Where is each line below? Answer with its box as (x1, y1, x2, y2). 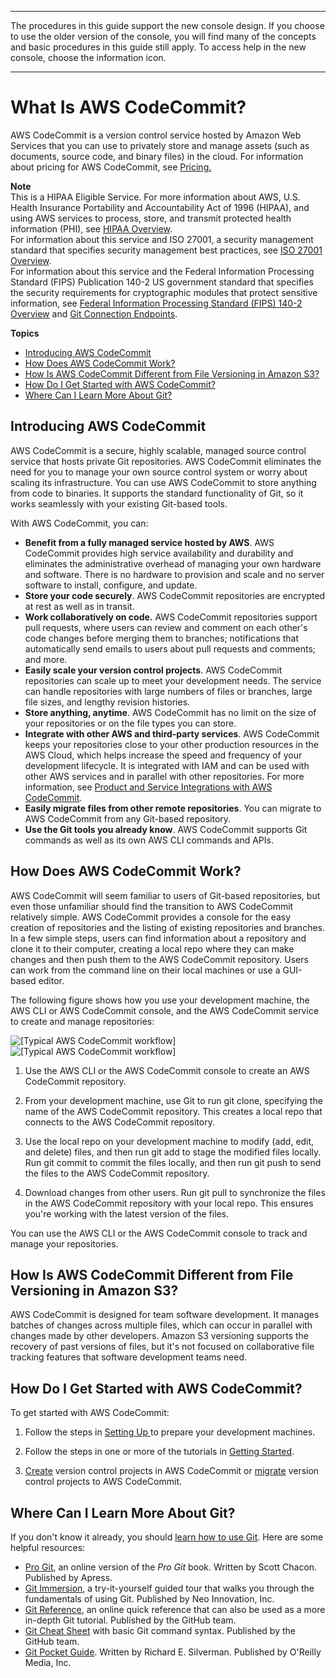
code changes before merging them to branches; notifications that (24, 632, 300, 644)
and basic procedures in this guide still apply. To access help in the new (10, 41, 307, 53)
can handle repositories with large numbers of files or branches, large (24, 685, 313, 697)
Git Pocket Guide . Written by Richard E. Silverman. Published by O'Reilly (24, 1646, 322, 1658)
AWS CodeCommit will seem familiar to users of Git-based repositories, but (10, 889, 321, 901)
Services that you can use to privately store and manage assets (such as (10, 139, 310, 151)
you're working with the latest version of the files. (24, 1207, 230, 1220)
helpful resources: (10, 1542, 86, 1553)
